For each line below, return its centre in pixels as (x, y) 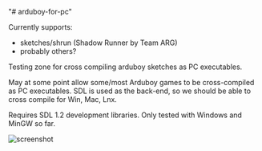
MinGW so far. (32, 123)
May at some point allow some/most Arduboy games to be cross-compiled (131, 82)
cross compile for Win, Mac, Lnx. (63, 99)
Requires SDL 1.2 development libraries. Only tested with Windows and (125, 115)
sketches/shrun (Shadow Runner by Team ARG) (99, 43)
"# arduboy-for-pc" (40, 12)
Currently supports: (40, 27)
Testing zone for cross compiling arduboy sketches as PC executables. (125, 67)
